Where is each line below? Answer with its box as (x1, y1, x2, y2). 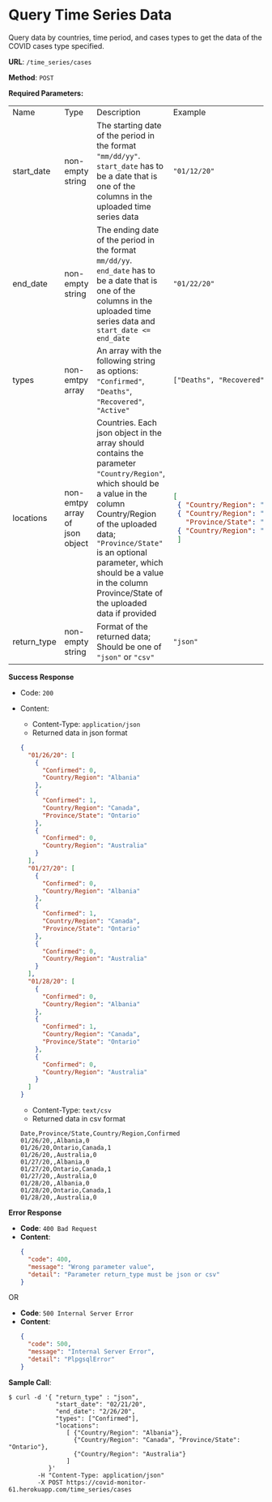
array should (96, 437, 145, 448)
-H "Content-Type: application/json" (37, 1471, 164, 1479)
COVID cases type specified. (8, 41, 105, 50)
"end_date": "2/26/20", (55, 1407, 136, 1415)
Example (172, 106, 206, 118)
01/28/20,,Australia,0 (19, 1194, 97, 1202)
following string (96, 355, 155, 366)
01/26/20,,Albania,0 (19, 1137, 90, 1145)
